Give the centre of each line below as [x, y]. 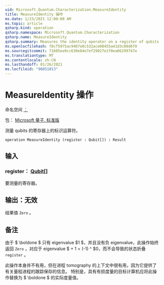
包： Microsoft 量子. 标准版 [32, 120]
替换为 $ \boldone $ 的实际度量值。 [45, 278]
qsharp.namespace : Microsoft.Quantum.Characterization [62, 32]
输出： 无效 [21, 200]
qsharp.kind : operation [29, 28]
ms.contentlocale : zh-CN [30, 60]
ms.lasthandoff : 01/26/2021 [34, 64]
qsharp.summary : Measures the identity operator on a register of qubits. [83, 42]
